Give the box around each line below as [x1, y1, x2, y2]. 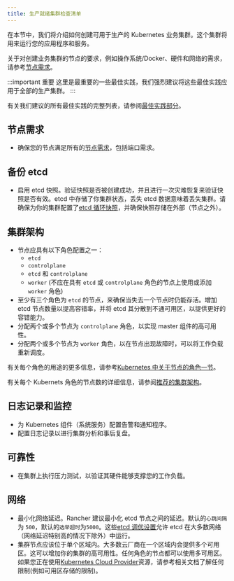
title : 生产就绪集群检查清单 [7, 10, 82, 17]
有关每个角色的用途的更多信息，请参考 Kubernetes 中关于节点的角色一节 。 [7, 363, 220, 372]
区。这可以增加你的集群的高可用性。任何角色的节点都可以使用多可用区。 [17, 549, 226, 557]
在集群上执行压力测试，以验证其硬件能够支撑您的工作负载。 [17, 471, 189, 479]
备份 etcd [7, 166, 48, 178]
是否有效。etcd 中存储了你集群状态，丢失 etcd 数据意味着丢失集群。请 [23, 195, 226, 203]
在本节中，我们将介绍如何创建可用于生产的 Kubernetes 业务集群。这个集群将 [7, 30, 228, 38]
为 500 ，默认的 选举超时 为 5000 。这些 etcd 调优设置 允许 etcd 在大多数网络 [17, 522, 221, 531]
